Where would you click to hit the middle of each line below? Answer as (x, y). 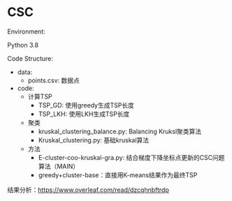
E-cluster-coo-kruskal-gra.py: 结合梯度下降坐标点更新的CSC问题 (131, 157)
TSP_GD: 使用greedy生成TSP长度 (86, 105)
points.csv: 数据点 (54, 80)
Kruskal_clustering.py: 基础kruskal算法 (94, 140)
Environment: (26, 31)
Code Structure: (30, 58)
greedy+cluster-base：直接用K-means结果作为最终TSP (118, 174)
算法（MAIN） (59, 166)
